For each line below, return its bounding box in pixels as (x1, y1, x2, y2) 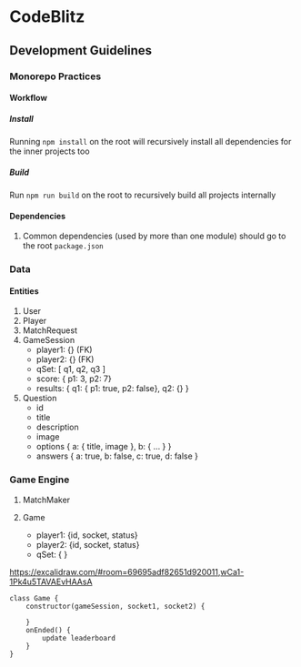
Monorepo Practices (9, 70, 102, 83)
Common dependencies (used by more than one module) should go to (22, 230, 286, 242)
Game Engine (9, 473, 70, 486)
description (35, 421, 79, 433)
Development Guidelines (9, 43, 153, 58)
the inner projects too (9, 146, 90, 157)
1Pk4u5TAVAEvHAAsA (9, 576, 93, 587)
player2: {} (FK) (35, 354, 95, 365)
